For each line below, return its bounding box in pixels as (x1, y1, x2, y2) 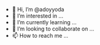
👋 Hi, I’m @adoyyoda (12, 6, 65, 13)
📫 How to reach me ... (12, 32, 68, 39)
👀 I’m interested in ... (12, 12, 64, 19)
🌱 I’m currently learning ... (12, 19, 77, 26)
